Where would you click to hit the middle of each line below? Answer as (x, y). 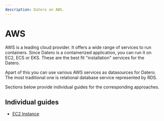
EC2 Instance (26, 114)
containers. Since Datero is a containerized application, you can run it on (78, 52)
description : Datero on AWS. (35, 10)
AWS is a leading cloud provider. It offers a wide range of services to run (78, 47)
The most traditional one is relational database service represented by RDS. (81, 77)
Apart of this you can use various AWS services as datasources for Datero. (81, 72)
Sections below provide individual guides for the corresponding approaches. (82, 87)
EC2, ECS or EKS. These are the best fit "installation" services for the (75, 58)
